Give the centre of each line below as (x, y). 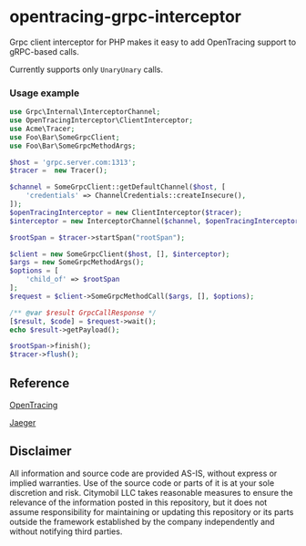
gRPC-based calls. (45, 51)
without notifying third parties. (66, 531)
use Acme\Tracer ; (42, 129)
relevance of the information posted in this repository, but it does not (138, 502)
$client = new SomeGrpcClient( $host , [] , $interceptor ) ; (120, 254)
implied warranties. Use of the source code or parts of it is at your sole (142, 483)
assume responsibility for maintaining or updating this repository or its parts (152, 511)
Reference (40, 383)
